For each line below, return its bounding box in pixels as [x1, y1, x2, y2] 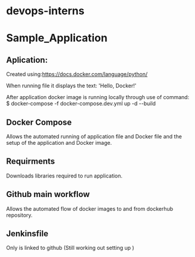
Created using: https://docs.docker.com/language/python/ [6, 71, 148, 78]
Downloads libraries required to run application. [6, 172, 123, 179]
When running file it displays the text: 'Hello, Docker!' [6, 82, 137, 90]
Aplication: [6, 55, 48, 65]
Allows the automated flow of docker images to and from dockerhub [6, 205, 174, 212]
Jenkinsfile [6, 229, 49, 239]
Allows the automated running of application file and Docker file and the [6, 133, 183, 140]
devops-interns [6, 4, 85, 18]
